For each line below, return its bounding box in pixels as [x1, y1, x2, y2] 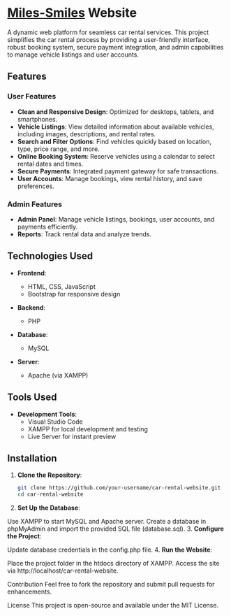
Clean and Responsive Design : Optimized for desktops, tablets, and [17, 107, 214, 116]
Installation [7, 452, 57, 464]
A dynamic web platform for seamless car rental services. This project [7, 28, 209, 36]
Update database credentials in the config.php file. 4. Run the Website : [7, 545, 213, 554]
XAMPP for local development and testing [27, 424, 149, 433]
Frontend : [17, 268, 47, 277]
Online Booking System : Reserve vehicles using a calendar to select [17, 152, 215, 160]
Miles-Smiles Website [7, 5, 137, 21]
